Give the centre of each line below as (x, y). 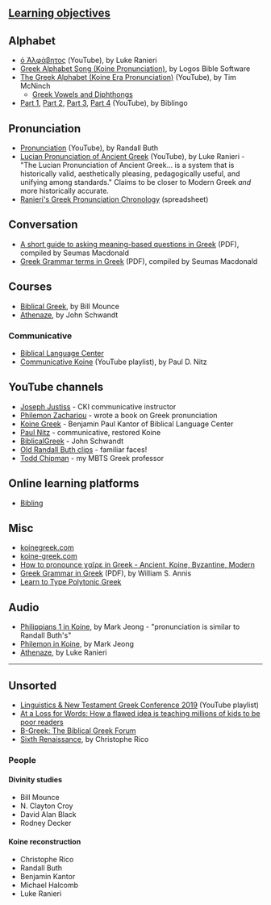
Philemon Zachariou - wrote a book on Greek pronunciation (119, 415)
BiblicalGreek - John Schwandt (71, 441)
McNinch (35, 86)
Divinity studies (35, 779)
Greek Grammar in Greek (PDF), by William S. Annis (106, 573)
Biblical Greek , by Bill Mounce (69, 306)
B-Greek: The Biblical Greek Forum (78, 731)
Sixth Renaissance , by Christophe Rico (84, 739)
